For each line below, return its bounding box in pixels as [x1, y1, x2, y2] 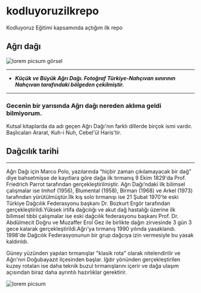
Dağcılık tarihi [6, 146, 59, 156]
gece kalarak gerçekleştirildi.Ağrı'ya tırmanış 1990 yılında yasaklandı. [6, 225, 176, 232]
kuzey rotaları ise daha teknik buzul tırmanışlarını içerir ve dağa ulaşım [6, 262, 179, 269]
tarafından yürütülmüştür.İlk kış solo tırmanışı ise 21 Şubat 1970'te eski [6, 193, 179, 200]
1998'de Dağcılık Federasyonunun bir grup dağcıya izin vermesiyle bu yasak [6, 231, 194, 238]
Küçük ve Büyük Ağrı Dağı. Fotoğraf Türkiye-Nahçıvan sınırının [14, 74, 176, 81]
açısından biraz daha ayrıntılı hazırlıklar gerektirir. [6, 268, 127, 276]
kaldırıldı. [6, 238, 29, 245]
